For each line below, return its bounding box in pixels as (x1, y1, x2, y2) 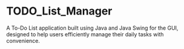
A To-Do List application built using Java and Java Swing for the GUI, (6, 24, 179, 31)
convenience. (6, 37, 41, 44)
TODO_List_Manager (6, 4, 113, 18)
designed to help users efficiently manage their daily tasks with (6, 30, 164, 38)
